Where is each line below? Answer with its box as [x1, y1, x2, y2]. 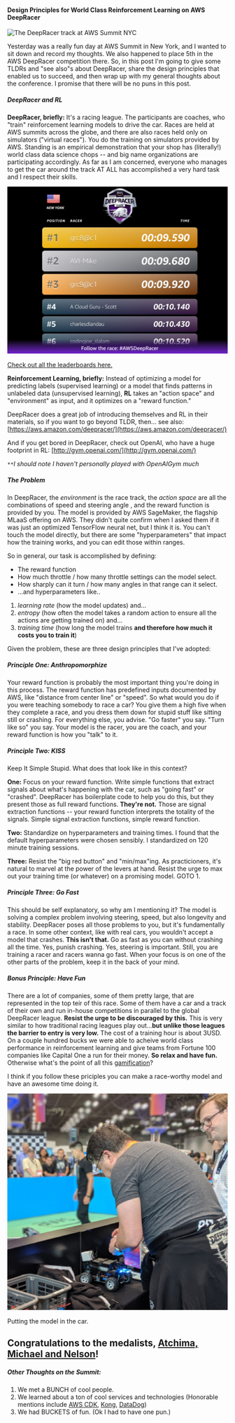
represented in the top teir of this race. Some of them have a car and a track [7, 999, 227, 1007]
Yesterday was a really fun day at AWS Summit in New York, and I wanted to [7, 42, 227, 50]
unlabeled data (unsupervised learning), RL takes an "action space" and [7, 389, 215, 397]
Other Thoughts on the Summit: [7, 1368, 101, 1376]
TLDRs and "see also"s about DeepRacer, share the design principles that [7, 64, 220, 73]
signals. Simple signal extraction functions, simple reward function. [7, 815, 201, 824]
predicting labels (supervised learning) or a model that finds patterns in [7, 382, 213, 390]
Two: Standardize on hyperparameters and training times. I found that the [7, 829, 220, 837]
